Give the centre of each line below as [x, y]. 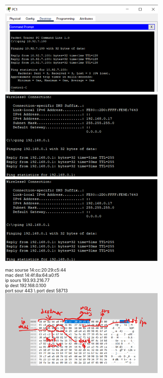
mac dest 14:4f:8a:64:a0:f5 [32, 275]
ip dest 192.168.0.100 [26, 286]
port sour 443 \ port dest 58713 [36, 291]
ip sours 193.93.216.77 [27, 280]
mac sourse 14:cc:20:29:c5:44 [36, 270]
